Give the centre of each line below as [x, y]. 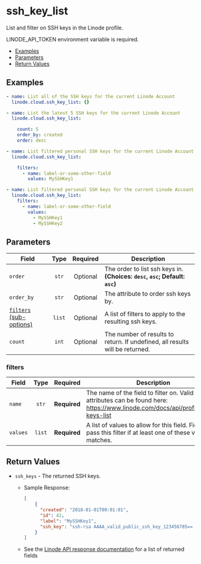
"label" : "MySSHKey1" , [68, 521]
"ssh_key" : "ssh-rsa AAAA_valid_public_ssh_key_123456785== [116, 527]
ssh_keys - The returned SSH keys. [58, 476]
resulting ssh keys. [131, 321]
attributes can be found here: [127, 401]
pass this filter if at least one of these [138, 432]
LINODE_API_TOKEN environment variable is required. [73, 39]
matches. [99, 440]
